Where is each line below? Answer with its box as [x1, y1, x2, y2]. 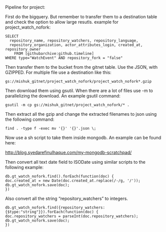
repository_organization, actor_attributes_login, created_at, [9, 43, 143, 47]
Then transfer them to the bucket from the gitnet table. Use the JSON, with [5, 64, 158, 70]
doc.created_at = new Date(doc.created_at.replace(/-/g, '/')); [5, 178, 141, 183]
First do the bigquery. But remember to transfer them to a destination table [5, 14, 158, 19]
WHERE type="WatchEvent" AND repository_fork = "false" [5, 55, 123, 60]
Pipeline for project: [5, 4, 46, 10]
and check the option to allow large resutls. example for [5, 19, 119, 25]
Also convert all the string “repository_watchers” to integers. [5, 195, 128, 201]
